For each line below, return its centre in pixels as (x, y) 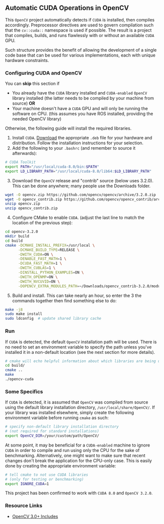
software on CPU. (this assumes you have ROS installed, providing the (82, 114)
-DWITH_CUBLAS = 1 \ (37, 268)
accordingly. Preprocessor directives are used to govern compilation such (79, 25)
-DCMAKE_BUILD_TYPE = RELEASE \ (49, 250)
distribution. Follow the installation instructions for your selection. (78, 143)
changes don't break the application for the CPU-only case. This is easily (79, 461)
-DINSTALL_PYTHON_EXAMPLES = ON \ (51, 272)
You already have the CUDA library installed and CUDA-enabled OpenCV (80, 93)
